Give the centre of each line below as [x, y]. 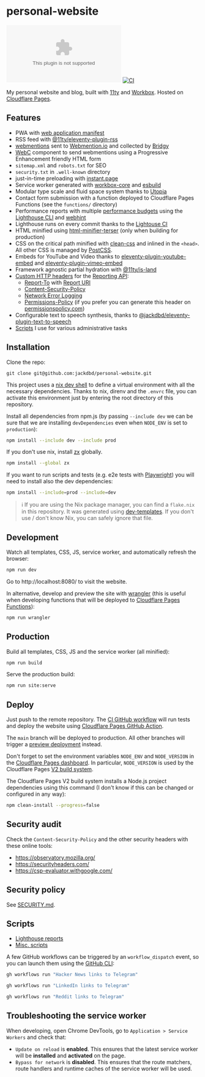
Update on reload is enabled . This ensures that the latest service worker [106, 1049]
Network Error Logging [53, 295]
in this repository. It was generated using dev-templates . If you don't [107, 512]
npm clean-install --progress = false [53, 806]
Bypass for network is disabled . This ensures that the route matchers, [103, 1062]
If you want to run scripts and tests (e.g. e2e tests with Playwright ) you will [100, 475]
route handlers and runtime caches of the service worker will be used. [104, 1068]
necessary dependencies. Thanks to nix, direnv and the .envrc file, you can [102, 391]
